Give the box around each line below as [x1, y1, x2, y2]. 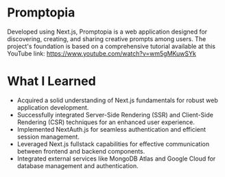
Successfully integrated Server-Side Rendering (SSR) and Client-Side [16, 110, 214, 119]
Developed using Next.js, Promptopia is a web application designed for [7, 27, 208, 36]
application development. [16, 103, 89, 111]
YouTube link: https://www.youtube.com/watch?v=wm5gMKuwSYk [7, 49, 197, 58]
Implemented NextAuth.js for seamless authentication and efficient [16, 125, 206, 133]
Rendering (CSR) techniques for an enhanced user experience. [16, 118, 196, 126]
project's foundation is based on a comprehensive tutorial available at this [7, 42, 216, 50]
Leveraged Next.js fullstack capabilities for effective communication [16, 139, 210, 148]
